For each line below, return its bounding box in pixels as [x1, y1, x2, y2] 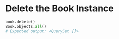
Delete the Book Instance [5, 3, 114, 14]
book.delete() [5, 19, 36, 24]
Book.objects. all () [5, 24, 47, 29]
